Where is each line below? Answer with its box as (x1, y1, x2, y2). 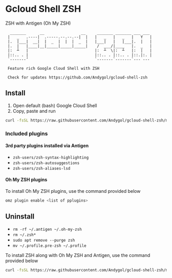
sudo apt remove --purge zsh (12, 237, 75, 243)
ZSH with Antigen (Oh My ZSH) (5, 20, 71, 26)
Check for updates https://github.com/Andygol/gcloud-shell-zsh (7, 75, 147, 80)
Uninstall (5, 212, 35, 221)
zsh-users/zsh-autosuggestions (12, 160, 80, 166)
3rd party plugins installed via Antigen (5, 143, 89, 149)
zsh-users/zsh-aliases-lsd (12, 166, 71, 171)
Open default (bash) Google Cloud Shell (12, 102, 97, 108)
